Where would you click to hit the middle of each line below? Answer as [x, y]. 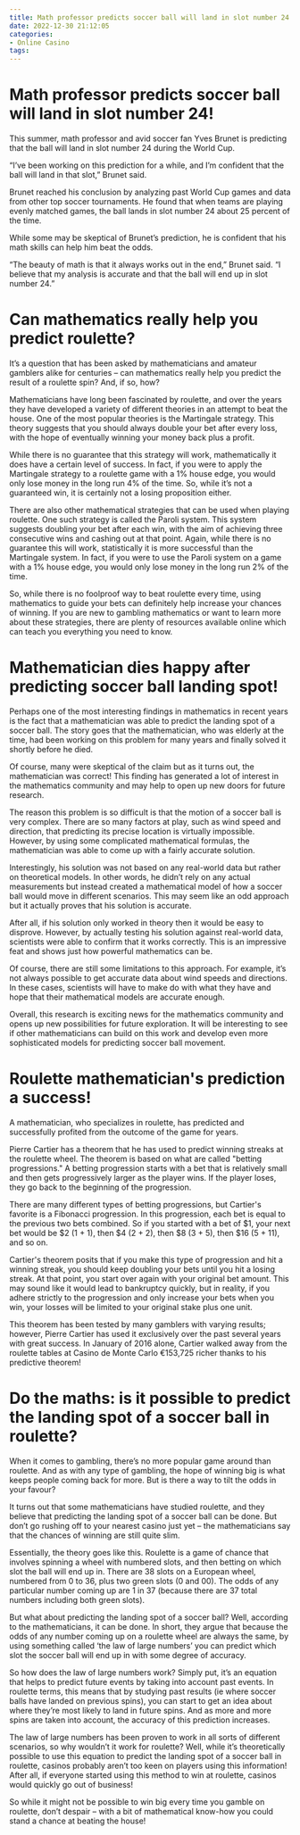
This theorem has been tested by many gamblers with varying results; [137, 1324]
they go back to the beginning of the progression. [100, 1187]
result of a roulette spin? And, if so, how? [85, 382]
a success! [50, 1098]
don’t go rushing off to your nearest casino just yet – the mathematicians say [150, 1525]
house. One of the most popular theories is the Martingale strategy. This [142, 419]
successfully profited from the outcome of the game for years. [124, 1132]
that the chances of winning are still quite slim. [95, 1535]
